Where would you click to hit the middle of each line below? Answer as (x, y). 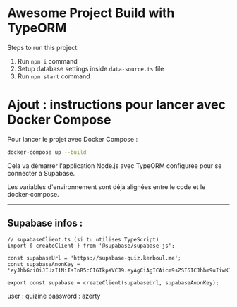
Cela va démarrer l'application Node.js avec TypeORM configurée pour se (115, 165)
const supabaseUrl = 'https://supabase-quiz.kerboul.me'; (94, 258)
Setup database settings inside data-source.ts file (91, 68)
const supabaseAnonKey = (44, 264)
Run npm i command (47, 61)
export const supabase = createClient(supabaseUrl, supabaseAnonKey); (113, 283)
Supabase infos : (45, 223)
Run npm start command (54, 76)
